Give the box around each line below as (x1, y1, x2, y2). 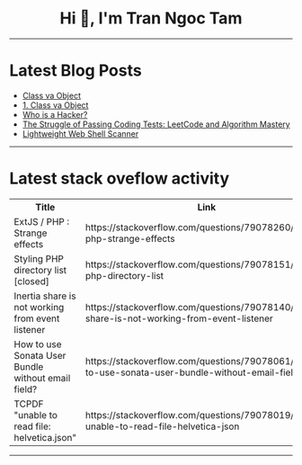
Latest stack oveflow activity (9, 168, 230, 189)
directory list (13, 264, 67, 276)
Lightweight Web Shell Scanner (22, 128, 139, 139)
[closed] (13, 274, 49, 287)
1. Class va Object (22, 99, 89, 111)
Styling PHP (13, 252, 65, 264)
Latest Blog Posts (9, 60, 142, 81)
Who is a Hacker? (22, 109, 88, 120)
